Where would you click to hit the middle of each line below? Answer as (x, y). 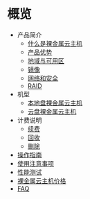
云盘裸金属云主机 (52, 111)
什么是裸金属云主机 (55, 43)
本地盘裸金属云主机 (55, 103)
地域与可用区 (46, 60)
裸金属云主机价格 (42, 180)
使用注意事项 (35, 163)
